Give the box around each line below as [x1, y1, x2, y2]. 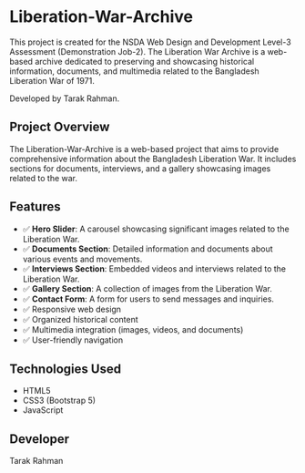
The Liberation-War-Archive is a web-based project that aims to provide [9, 143, 280, 154]
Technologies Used [9, 361, 121, 376]
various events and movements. [22, 253, 143, 264]
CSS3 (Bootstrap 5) [22, 395, 97, 406]
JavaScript [22, 405, 64, 416]
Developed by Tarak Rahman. [9, 93, 120, 104]
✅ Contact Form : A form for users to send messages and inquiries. [22, 293, 275, 304]
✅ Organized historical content [22, 314, 138, 324]
